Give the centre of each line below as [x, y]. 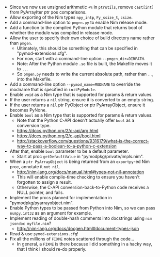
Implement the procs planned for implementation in [61, 198]
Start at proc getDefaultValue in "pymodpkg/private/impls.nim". [80, 156]
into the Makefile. [34, 79]
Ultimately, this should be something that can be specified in [77, 48]
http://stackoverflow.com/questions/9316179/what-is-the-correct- [83, 141]
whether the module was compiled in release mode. [61, 33]
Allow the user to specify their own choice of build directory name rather [82, 38]
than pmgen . [21, 43]
